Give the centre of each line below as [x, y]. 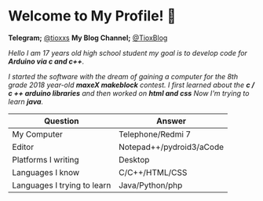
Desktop [134, 159]
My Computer [37, 134]
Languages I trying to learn [62, 185]
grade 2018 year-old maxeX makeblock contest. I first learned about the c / [131, 85]
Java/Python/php [151, 185]
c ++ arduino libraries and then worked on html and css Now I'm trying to [129, 93]
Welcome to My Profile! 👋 [92, 16]
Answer [171, 121]
